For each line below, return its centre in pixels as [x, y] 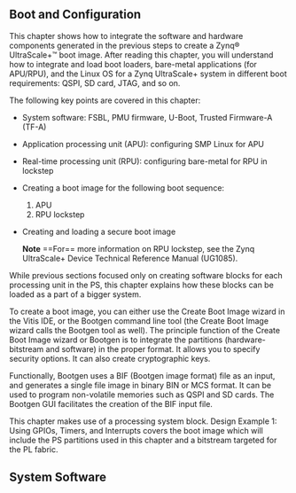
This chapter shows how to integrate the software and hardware [126, 35]
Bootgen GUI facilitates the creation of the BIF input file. [111, 403]
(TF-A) [34, 127]
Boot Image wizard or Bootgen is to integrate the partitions [116, 340]
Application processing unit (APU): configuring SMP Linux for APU [143, 144]
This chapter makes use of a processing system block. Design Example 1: [143, 421]
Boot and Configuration [75, 15]
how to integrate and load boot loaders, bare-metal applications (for [133, 64]
